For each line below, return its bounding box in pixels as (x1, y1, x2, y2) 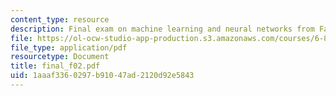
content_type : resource (10, 14, 110, 25)
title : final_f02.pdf (10, 61, 101, 71)
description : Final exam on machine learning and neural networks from (10, 24, 315, 34)
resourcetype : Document (10, 52, 110, 62)
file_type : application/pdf (10, 42, 128, 53)
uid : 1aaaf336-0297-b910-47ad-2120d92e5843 (10, 71, 195, 81)
